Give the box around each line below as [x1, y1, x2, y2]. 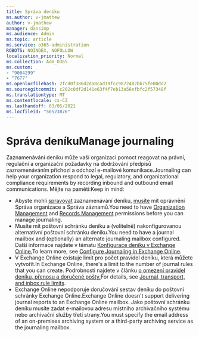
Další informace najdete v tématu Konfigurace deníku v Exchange [14, 242, 176, 249]
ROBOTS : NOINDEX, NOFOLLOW [6, 48, 73, 54]
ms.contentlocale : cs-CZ [6, 97, 68, 103]
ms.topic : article [6, 36, 52, 42]
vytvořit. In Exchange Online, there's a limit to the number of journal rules [14, 261, 193, 268]
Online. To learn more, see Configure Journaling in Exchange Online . [14, 248, 182, 255]
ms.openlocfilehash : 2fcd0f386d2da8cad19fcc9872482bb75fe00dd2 [6, 81, 167, 87]
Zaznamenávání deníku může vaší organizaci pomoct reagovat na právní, [6, 154, 186, 161]
